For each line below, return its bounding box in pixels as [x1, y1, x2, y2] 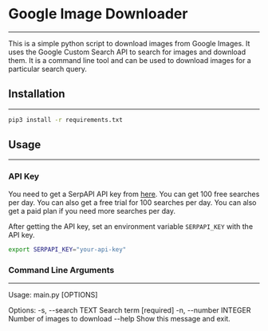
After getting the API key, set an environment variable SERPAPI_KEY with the [8, 221, 254, 231]
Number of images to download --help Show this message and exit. [8, 313, 231, 323]
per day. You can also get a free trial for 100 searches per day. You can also [8, 197, 257, 207]
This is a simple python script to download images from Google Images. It [8, 38, 250, 48]
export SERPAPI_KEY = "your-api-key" [8, 245, 127, 254]
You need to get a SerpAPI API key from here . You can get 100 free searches [8, 189, 260, 199]
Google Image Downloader [8, 5, 188, 23]
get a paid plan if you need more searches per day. [8, 206, 175, 215]
